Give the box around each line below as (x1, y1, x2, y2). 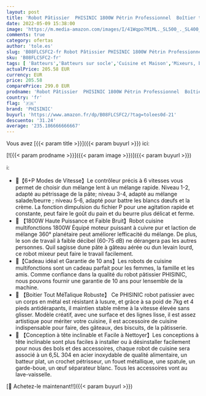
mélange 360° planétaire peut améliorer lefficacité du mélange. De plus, (15, 230, 197, 238)
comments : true (6, 32, 45, 38)
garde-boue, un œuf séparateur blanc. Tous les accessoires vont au (15, 364, 188, 371)
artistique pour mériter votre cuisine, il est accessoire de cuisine (15, 318, 178, 325)
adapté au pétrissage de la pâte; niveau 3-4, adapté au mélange (15, 191, 178, 198)
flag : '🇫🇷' (6, 100, 37, 106)
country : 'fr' (6, 94, 43, 101)
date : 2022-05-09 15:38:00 (6, 20, 75, 26)
